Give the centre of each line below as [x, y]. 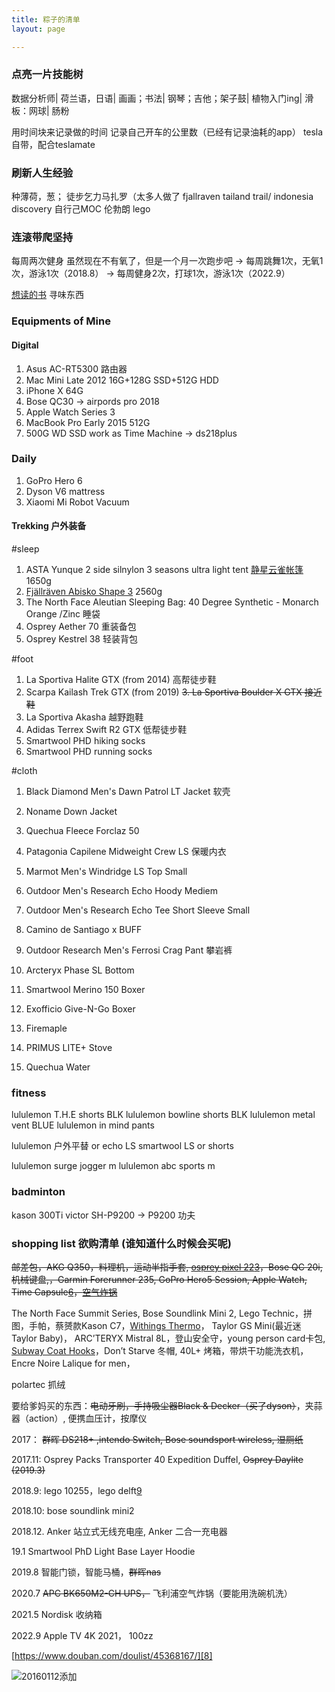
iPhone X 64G [54, 390]
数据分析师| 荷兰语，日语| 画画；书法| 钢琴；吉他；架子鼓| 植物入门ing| [157, 98]
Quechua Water [58, 1067]
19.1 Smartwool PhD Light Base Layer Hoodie [103, 1551]
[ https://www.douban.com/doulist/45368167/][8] [112, 1655]
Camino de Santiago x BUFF [84, 930]
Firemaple [46, 1028]
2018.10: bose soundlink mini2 [73, 1510]
